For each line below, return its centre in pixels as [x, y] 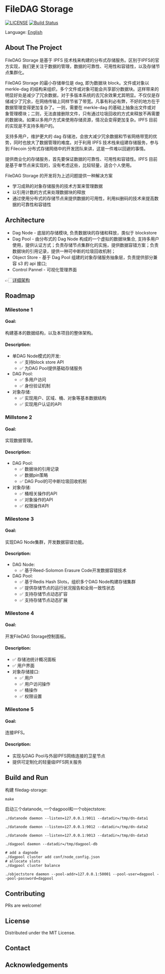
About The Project [34, 48]
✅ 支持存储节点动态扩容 [43, 594]
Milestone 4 [20, 613]
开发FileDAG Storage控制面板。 [37, 636]
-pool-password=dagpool [29, 879]
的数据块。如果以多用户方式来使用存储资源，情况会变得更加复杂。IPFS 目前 [81, 119]
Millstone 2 [19, 417]
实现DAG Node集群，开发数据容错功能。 [46, 542]
